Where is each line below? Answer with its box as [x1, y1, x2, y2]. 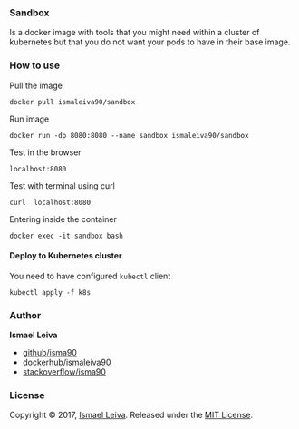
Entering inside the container [9, 213, 118, 224]
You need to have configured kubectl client [9, 270, 171, 281]
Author [9, 308, 42, 321]
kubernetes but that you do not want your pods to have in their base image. [9, 36, 291, 47]
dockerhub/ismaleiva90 [22, 356, 111, 368]
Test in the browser [9, 147, 82, 158]
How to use [9, 59, 61, 72]
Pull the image [9, 80, 63, 91]
